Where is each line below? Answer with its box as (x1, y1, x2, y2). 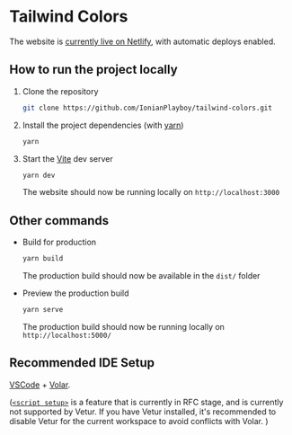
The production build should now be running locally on (22, 321, 225, 332)
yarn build (22, 254, 64, 263)
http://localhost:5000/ (22, 331, 112, 340)
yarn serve (22, 306, 64, 315)
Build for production (22, 236, 97, 248)
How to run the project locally (9, 62, 178, 77)
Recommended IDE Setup (9, 355, 155, 370)
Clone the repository (22, 85, 99, 96)
